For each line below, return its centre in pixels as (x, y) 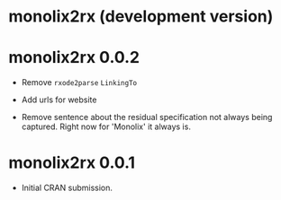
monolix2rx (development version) (141, 17)
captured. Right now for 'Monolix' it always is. (106, 126)
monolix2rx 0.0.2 (74, 58)
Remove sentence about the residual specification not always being (147, 117)
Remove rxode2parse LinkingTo (79, 83)
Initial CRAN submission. (67, 188)
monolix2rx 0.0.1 (72, 163)
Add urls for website (59, 100)
